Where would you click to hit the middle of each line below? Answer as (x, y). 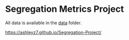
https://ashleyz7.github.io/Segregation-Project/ (53, 32)
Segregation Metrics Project (65, 9)
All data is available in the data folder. (44, 23)
